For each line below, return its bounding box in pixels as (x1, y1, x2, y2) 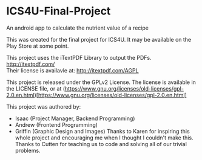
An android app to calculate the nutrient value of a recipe (6, 24, 149, 31)
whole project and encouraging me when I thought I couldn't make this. (15, 134, 194, 141)
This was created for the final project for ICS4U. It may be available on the (6, 36, 192, 43)
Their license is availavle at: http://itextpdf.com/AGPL (6, 66, 139, 74)
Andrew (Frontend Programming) (15, 121, 98, 128)
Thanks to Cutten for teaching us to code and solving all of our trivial (15, 140, 187, 147)
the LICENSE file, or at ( (6, 85, 66, 92)
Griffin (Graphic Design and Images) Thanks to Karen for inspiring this (15, 127, 190, 135)
